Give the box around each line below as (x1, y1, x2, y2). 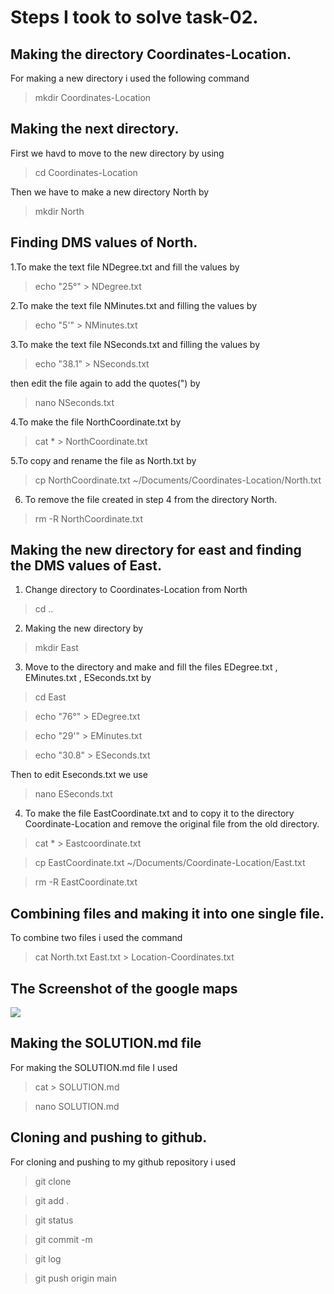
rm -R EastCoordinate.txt (34, 876, 138, 888)
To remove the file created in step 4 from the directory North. (24, 493, 278, 505)
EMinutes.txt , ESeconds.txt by (24, 672, 152, 684)
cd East (34, 691, 67, 703)
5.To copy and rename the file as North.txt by (10, 454, 197, 466)
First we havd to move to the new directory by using (10, 147, 225, 159)
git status (34, 1214, 74, 1226)
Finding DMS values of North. (10, 234, 198, 251)
